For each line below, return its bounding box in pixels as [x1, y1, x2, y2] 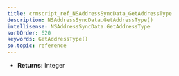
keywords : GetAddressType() [7, 36, 89, 43]
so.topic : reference [7, 42, 67, 49]
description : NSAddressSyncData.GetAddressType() [7, 17, 154, 23]
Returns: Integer [17, 61, 65, 69]
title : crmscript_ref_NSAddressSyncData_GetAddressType [7, 10, 172, 17]
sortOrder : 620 [7, 29, 51, 37]
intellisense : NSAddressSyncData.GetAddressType [7, 23, 151, 30]
